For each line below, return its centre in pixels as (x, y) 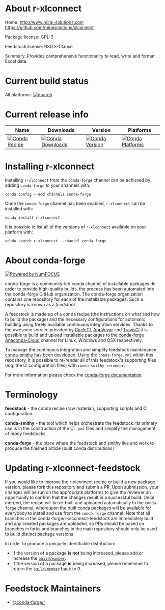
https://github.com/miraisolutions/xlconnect (50, 27)
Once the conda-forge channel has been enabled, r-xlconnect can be (75, 203)
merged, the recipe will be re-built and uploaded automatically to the (74, 502)
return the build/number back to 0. (47, 569)
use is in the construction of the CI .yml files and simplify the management (80, 428)
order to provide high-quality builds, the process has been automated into (80, 289)
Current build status (47, 81)
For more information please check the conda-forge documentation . (74, 375)
